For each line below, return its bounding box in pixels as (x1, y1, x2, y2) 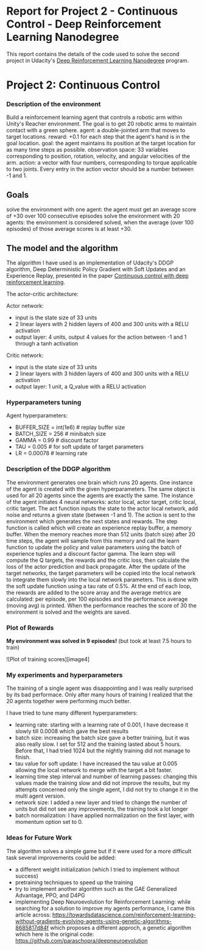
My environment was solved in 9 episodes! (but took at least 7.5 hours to (6, 637, 192, 644)
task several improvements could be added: (6, 854, 116, 861)
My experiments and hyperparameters (6, 670, 123, 679)
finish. (15, 754, 31, 761)
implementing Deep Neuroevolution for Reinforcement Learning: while (15, 898, 191, 906)
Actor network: (6, 302, 44, 310)
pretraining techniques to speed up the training (15, 879, 133, 886)
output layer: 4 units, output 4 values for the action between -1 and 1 (15, 333, 187, 341)
